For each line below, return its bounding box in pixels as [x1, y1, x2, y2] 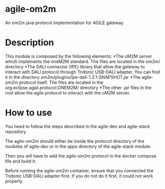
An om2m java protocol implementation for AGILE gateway [5, 20, 124, 26]
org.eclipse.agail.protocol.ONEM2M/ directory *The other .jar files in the [5, 85, 152, 91]
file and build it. [5, 158, 36, 164]
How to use [5, 107, 52, 119]
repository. [5, 128, 27, 134]
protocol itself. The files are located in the [19, 79, 103, 85]
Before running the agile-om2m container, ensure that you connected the [5, 167, 154, 173]
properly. [5, 178, 24, 184]
